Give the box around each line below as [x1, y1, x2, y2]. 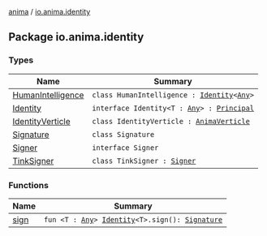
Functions [8, 179, 49, 191]
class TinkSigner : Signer [92, 156, 196, 165]
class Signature [92, 130, 155, 139]
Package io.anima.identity [8, 30, 144, 44]
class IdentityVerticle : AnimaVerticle [92, 117, 250, 126]
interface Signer [92, 143, 159, 152]
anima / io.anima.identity [8, 7, 91, 16]
